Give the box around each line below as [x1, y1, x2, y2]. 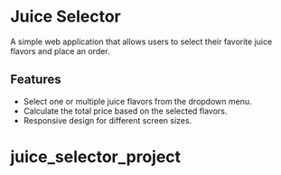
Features [10, 72, 61, 87]
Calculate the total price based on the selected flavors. [23, 106, 228, 116]
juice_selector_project [10, 146, 182, 167]
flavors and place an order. [10, 45, 111, 56]
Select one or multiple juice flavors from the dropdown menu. [23, 96, 252, 106]
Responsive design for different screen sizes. [23, 115, 192, 125]
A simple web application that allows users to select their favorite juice [10, 36, 273, 47]
